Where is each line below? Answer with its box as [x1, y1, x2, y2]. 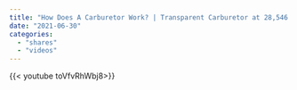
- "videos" [17, 46, 58, 55]
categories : [9, 29, 53, 38]
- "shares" [17, 37, 58, 47]
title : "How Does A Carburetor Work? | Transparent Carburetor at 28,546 [9, 12, 289, 22]
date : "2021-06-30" [9, 21, 82, 30]
